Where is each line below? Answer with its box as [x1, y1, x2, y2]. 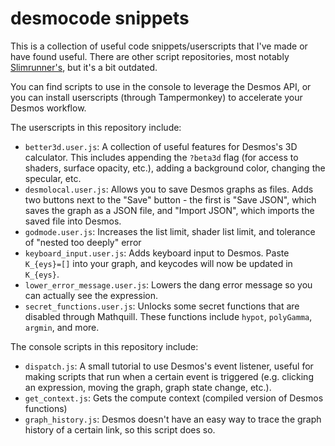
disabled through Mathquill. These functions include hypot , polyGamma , [24, 310, 313, 322]
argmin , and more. [24, 321, 100, 333]
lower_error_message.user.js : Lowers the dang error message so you [24, 278, 313, 291]
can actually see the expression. [24, 289, 158, 301]
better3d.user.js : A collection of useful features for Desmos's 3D [24, 140, 298, 152]
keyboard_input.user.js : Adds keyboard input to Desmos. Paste [24, 247, 290, 259]
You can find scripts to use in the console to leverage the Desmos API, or [10, 80, 312, 92]
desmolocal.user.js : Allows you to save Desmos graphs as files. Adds [24, 183, 314, 195]
